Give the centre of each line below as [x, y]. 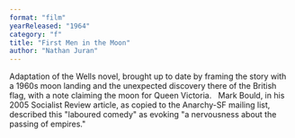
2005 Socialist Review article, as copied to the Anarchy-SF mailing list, [140, 105]
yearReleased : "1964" [50, 26]
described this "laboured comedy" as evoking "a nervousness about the [143, 115]
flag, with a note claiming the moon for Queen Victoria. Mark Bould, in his [147, 96]
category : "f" [36, 34]
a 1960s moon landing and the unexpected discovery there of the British [143, 86]
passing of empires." [48, 124]
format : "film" [38, 17]
